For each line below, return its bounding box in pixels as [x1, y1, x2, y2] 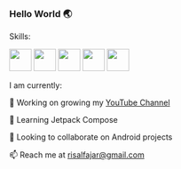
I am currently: [9, 80, 62, 91]
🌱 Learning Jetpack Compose [9, 115, 118, 125]
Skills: [9, 31, 31, 42]
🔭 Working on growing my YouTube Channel [9, 97, 170, 109]
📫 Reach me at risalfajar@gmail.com [9, 149, 145, 160]
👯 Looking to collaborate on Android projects [9, 132, 173, 142]
